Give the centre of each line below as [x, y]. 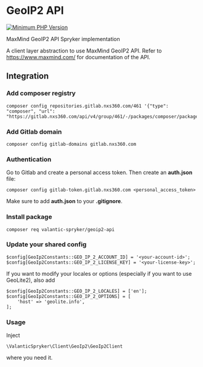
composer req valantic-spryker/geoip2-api [60, 229]
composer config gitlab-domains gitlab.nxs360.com [71, 144]
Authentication [29, 159]
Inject [13, 336]
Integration [28, 76]
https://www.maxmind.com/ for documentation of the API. [79, 57]
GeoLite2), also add [31, 280]
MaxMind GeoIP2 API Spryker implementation [63, 39]
